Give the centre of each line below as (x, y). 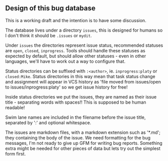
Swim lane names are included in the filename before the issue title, (75, 117)
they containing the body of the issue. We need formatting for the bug (78, 137)
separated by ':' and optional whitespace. (48, 122)
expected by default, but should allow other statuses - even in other (76, 56)
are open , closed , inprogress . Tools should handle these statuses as (75, 50)
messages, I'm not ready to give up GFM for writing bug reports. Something (84, 143)
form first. (16, 153)
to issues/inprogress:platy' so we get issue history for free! (66, 87)
